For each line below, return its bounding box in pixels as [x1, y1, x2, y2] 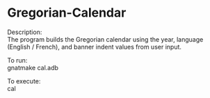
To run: [7, 56, 28, 64]
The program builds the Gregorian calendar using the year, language [7, 35, 204, 43]
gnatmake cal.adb [7, 63, 59, 72]
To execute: [7, 76, 41, 85]
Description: [7, 28, 42, 36]
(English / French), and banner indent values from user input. [7, 42, 182, 51]
